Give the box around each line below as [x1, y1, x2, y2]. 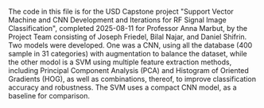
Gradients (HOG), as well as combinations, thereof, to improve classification [8, 75, 257, 83]
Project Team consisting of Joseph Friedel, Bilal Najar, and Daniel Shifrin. [8, 32, 247, 41]
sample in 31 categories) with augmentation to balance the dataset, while [8, 49, 248, 58]
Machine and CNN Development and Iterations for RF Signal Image [8, 15, 227, 25]
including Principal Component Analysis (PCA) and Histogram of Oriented [8, 66, 249, 75]
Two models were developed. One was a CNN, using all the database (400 [8, 40, 253, 50]
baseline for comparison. [8, 91, 90, 100]
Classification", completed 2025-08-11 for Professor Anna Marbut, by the [8, 24, 248, 33]
